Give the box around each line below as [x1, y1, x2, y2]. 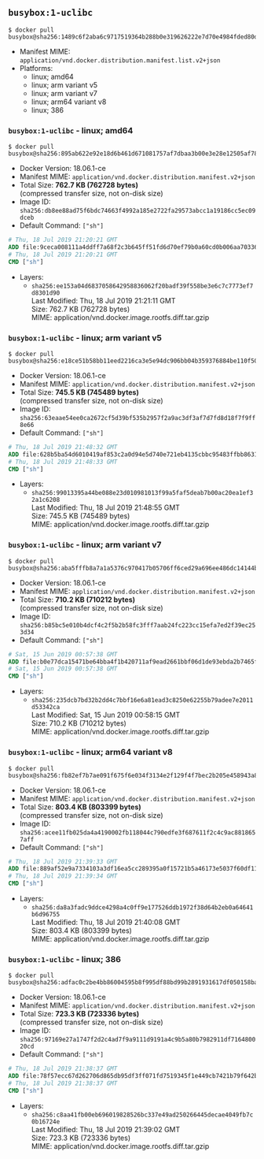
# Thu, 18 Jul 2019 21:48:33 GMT [8, 458, 118, 466]
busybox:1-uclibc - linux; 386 [8, 953, 122, 964]
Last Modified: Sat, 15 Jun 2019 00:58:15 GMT [31, 710, 181, 720]
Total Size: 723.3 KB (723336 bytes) [19, 1009, 140, 1019]
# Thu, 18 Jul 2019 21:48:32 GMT [8, 443, 118, 451]
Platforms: [19, 63, 53, 72]
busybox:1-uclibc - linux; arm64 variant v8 [8, 747, 173, 758]
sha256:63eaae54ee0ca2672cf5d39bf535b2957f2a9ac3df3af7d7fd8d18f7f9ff [19, 414, 256, 422]
